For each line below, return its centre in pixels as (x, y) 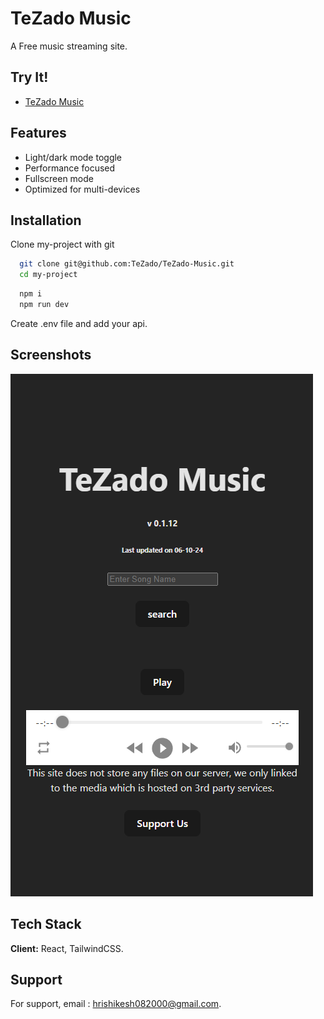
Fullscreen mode (59, 178)
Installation (46, 220)
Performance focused (70, 168)
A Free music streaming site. (69, 46)
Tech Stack (46, 924)
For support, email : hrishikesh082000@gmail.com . (116, 1004)
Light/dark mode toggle (73, 157)
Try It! (29, 77)
